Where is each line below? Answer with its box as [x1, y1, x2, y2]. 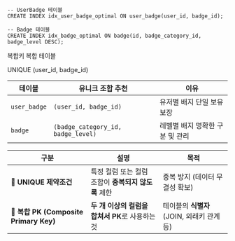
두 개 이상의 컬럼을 [90, 201, 148, 210]
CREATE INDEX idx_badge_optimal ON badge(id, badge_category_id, [7, 32, 201, 39]
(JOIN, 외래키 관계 [162, 212, 220, 221]
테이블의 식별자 [162, 201, 211, 210]
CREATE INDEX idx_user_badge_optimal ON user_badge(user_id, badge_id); [7, 13, 224, 20]
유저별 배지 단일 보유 [159, 97, 224, 106]
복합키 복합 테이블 [7, 52, 56, 60]
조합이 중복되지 [90, 177, 138, 187]
